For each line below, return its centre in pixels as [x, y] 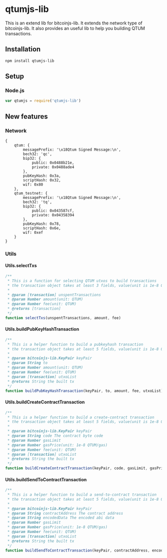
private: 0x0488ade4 [53, 167]
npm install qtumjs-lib [30, 61]
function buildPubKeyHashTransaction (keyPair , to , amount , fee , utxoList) [84, 391]
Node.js [15, 90]
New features [27, 116]
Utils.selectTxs [21, 266]
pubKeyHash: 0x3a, [42, 176]
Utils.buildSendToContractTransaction [46, 479]
